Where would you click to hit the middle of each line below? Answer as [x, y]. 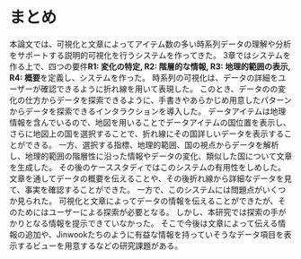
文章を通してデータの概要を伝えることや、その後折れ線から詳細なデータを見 [150, 178]
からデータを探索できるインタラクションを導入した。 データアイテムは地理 [148, 111]
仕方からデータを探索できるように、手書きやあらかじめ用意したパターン [158, 99]
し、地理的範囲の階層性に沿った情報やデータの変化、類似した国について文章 [151, 156]
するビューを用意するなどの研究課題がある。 [99, 246]
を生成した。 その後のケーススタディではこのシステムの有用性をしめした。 [147, 167]
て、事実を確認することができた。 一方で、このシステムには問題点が [136, 189]
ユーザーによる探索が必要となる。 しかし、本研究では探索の [159, 212]
